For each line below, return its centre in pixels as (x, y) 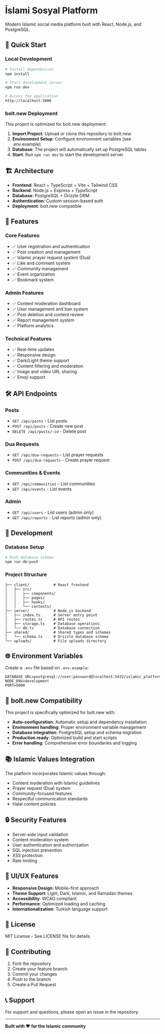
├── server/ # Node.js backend (48, 611)
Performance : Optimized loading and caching (59, 904)
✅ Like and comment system (41, 263)
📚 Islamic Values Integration (50, 759)
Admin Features (25, 292)
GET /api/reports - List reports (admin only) (57, 517)
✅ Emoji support (29, 377)
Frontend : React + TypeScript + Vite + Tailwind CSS (65, 185)
